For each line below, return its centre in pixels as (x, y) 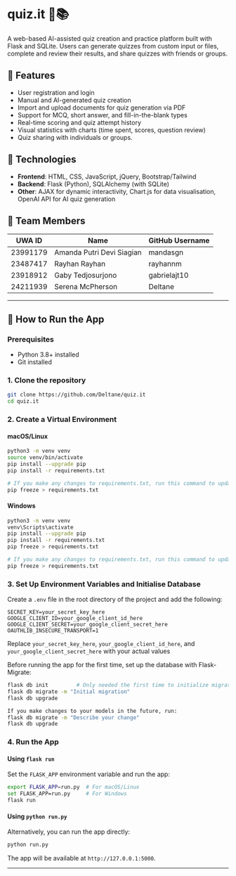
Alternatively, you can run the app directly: (69, 832)
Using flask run (31, 759)
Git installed (35, 362)
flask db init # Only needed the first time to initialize (108, 685)
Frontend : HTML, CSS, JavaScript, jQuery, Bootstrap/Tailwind (107, 176)
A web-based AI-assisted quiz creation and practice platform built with (110, 38)
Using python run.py (37, 816)
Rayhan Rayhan (80, 264)
